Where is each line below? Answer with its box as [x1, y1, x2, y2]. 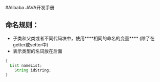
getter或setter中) [12, 41, 49, 47]
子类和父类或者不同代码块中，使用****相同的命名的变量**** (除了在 [12, 35, 155, 41]
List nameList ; [10, 63, 42, 68]
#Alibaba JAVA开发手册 [5, 5, 55, 10]
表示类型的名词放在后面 [12, 48, 62, 54]
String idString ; [14, 68, 52, 73]
